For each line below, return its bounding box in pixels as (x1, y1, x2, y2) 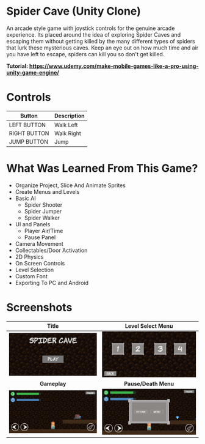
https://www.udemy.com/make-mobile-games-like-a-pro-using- (29, 62, 199, 70)
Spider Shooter (24, 201, 63, 209)
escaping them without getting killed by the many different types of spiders (6, 37, 195, 45)
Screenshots (6, 300, 73, 314)
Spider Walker (24, 214, 60, 221)
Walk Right (54, 130, 81, 137)
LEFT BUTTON (9, 121, 46, 128)
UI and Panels (15, 220, 51, 228)
